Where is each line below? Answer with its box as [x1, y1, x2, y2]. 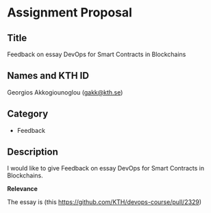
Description [7, 146, 58, 158]
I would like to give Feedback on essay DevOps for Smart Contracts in [7, 164, 204, 173]
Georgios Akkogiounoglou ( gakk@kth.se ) [7, 88, 123, 97]
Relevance [7, 185, 38, 193]
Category [7, 108, 49, 120]
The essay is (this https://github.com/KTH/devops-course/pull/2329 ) [7, 198, 202, 206]
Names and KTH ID [7, 70, 89, 82]
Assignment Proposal [7, 5, 132, 21]
